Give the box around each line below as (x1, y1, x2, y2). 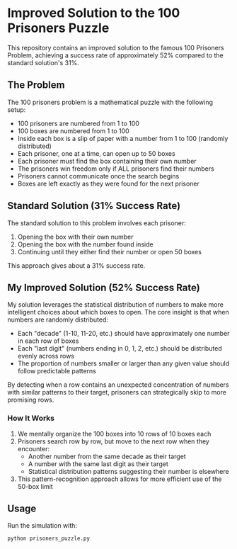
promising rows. (7, 395, 54, 404)
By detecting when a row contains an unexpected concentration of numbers (7, 380, 229, 389)
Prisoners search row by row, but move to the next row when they (17, 437, 210, 446)
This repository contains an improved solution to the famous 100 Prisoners (7, 43, 224, 52)
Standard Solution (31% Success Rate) (7, 200, 181, 212)
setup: (7, 105, 26, 114)
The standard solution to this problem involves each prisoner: (7, 218, 186, 227)
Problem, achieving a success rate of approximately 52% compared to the (7, 51, 224, 60)
